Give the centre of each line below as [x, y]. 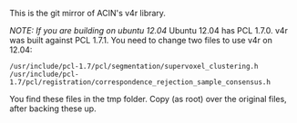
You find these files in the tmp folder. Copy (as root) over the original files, [148, 99]
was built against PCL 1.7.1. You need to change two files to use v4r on [141, 40]
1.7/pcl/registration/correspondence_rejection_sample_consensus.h [140, 82]
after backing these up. [53, 109]
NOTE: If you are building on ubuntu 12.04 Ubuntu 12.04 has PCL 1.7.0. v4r [149, 30]
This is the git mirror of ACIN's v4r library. [88, 13]
